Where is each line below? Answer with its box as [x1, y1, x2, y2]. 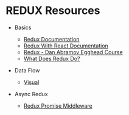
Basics [14, 24, 32, 31]
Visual [23, 78, 40, 86]
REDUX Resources [5, 4, 100, 18]
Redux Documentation [23, 35, 80, 43]
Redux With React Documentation [23, 42, 109, 49]
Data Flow [14, 66, 40, 74]
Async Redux [14, 90, 48, 97]
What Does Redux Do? [23, 55, 80, 62]
